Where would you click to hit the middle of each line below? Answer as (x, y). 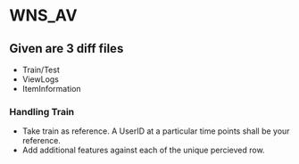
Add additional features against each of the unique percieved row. (143, 150)
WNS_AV (43, 16)
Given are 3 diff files (66, 49)
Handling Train (42, 111)
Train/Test (41, 70)
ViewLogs (41, 79)
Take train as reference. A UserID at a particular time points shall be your (156, 131)
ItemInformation (52, 89)
